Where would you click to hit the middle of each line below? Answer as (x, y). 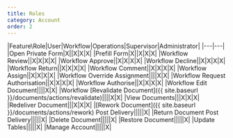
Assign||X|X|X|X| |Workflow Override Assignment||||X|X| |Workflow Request (116, 76)
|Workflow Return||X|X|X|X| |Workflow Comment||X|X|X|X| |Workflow (107, 68)
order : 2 (20, 26)
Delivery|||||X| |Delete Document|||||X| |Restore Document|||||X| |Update (111, 120)
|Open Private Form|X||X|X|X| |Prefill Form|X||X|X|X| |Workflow (98, 53)
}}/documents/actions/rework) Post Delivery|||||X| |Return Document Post (113, 112)
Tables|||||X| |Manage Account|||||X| (59, 127)
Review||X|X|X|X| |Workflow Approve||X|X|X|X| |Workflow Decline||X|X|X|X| (116, 61)
